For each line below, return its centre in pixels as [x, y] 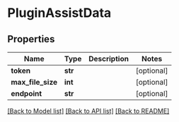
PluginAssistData [59, 13]
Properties [31, 39]
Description [109, 59]
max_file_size [34, 82]
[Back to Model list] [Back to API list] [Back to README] [88, 111]
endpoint [27, 93]
